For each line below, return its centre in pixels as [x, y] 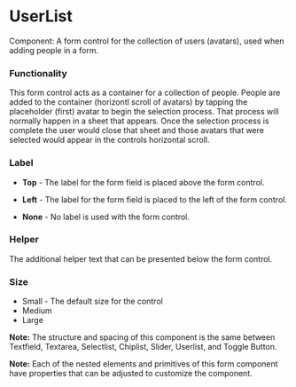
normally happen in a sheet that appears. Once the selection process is [139, 121]
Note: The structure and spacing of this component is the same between [142, 337]
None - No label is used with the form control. [106, 217]
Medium [37, 311]
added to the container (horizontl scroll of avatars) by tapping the [129, 102]
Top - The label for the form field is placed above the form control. [143, 182]
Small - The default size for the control [93, 301]
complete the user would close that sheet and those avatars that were [136, 130]
